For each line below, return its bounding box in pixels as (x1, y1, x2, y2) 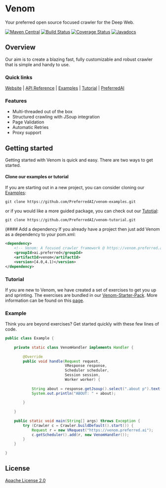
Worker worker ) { (65, 377, 100, 382)
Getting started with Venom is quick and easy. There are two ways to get (5, 157, 153, 163)
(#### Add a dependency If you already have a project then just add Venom (5, 226, 160, 232)
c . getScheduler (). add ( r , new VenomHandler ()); (31, 432, 129, 437)
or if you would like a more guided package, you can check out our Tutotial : (5, 208, 159, 214)
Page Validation (12, 119, 44, 125)
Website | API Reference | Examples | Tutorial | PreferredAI (5, 85, 124, 91)
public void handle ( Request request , (23, 359, 100, 364)
